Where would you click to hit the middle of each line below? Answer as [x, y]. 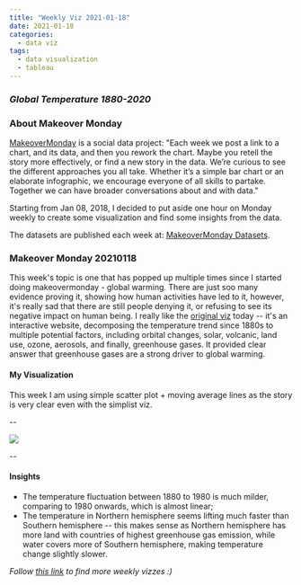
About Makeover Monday [66, 123]
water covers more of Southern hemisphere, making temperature [142, 544]
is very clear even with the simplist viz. [81, 404]
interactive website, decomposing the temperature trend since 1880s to [142, 325]
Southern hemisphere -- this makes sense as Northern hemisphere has [154, 525]
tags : [19, 51]
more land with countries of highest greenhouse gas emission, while [149, 535]
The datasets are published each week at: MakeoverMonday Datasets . [140, 235]
